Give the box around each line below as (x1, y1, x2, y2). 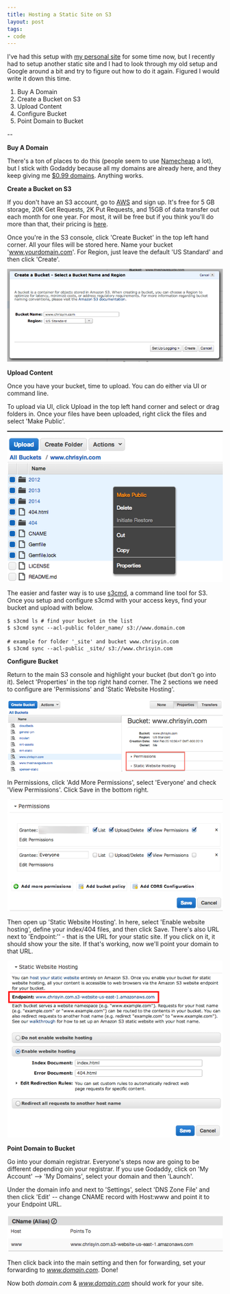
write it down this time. (7, 74, 72, 82)
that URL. (7, 947, 34, 955)
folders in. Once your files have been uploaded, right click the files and (7, 410, 207, 419)
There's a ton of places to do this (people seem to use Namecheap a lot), (7, 157, 214, 165)
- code (7, 33, 26, 40)
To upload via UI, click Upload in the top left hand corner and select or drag (7, 403, 220, 411)
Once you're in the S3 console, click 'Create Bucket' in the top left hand (7, 234, 209, 242)
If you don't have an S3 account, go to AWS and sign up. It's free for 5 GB (7, 198, 215, 206)
